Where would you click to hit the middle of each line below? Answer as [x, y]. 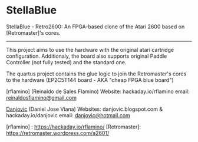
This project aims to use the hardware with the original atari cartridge [90, 49]
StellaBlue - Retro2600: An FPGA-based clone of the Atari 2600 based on [95, 27]
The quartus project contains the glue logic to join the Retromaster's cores [96, 74]
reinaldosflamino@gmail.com [41, 97]
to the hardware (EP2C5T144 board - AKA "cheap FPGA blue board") [90, 80]
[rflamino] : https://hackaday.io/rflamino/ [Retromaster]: [74, 127]
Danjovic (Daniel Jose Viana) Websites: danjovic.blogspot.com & [85, 109]
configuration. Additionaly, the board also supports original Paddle [87, 56]
